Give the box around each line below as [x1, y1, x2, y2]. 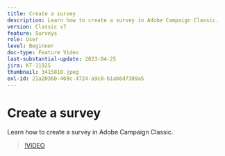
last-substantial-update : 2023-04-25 [7, 56, 117, 63]
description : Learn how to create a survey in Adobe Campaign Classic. [7, 17, 219, 24]
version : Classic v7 [7, 23, 67, 30]
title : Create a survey [7, 10, 76, 17]
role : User [7, 36, 39, 43]
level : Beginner [7, 42, 54, 49]
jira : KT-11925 [7, 62, 51, 69]
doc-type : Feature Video [7, 49, 79, 56]
